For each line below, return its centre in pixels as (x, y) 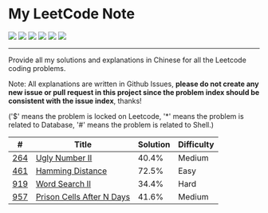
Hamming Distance (71, 171)
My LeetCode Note (72, 14)
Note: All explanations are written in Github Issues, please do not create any (134, 84)
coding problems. (37, 68)
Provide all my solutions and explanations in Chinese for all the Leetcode (128, 60)
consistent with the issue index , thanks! (75, 101)
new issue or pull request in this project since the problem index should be (134, 92)
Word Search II (63, 183)
